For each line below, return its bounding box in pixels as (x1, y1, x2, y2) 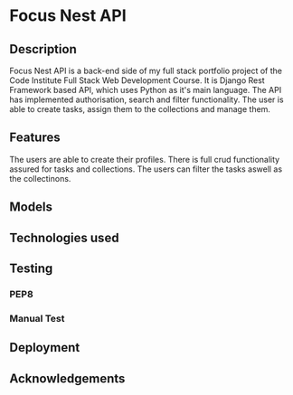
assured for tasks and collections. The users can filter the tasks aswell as (9, 164, 283, 174)
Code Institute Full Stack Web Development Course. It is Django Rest (9, 75, 265, 86)
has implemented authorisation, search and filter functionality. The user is (9, 94, 284, 105)
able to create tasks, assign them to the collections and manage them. (9, 104, 271, 114)
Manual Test (9, 312, 65, 324)
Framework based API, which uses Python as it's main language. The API (9, 85, 282, 95)
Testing (9, 260, 53, 276)
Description (9, 42, 77, 57)
